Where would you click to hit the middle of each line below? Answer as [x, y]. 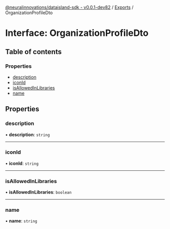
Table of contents [33, 52]
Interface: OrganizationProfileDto [77, 33]
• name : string [21, 221]
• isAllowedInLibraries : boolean [38, 192]
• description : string [28, 134]
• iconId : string [22, 163]
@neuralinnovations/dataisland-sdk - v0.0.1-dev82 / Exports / [70, 7]
